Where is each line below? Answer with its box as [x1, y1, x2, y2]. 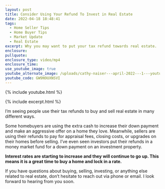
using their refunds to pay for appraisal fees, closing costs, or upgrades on [5, 133, 157, 139]
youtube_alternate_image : [5, 71, 58, 76]
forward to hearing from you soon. [5, 178, 75, 184]
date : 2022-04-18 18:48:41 [5, 16, 60, 21]
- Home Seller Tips [9, 26, 50, 30]
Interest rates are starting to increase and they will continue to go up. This [5, 153, 159, 159]
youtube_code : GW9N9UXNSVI [5, 76, 60, 81]
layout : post [5, 7, 32, 12]
